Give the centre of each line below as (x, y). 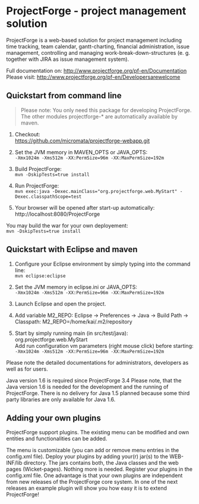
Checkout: (27, 134)
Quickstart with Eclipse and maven (72, 249)
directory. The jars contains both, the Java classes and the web (101, 463)
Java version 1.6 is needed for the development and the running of (87, 387)
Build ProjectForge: (38, 169)
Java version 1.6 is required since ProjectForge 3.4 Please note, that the (94, 380)
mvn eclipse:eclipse (40, 276)
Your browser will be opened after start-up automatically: (85, 207)
